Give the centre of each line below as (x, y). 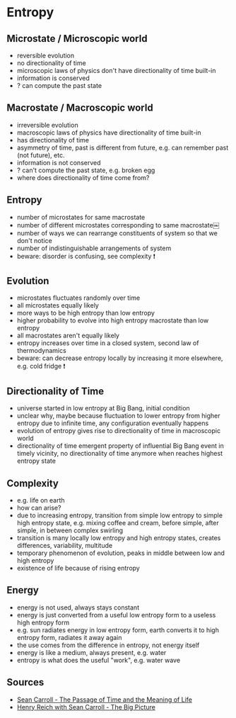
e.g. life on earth (41, 500)
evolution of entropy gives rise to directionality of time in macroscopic (118, 431)
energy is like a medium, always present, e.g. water (92, 652)
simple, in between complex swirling (70, 531)
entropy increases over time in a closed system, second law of (108, 343)
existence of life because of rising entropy (78, 568)
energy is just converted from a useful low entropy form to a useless (116, 615)
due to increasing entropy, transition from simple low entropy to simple (120, 515)
